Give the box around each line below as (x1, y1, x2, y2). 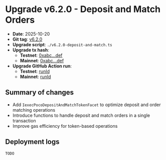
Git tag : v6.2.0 (12, 36, 43, 42)
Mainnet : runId (20, 73, 51, 79)
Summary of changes (5, 88, 74, 97)
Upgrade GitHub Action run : (12, 63, 72, 69)
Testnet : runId (20, 68, 50, 74)
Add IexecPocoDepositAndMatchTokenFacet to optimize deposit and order (12, 102, 161, 108)
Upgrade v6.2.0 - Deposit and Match (5, 4, 161, 15)
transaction (12, 117, 36, 124)
